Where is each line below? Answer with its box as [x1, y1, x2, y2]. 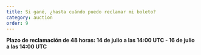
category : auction [6, 15, 53, 21]
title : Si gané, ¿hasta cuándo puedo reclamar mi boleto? [6, 8, 156, 15]
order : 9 [6, 20, 29, 26]
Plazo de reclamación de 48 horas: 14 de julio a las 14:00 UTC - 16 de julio [6, 37, 196, 44]
